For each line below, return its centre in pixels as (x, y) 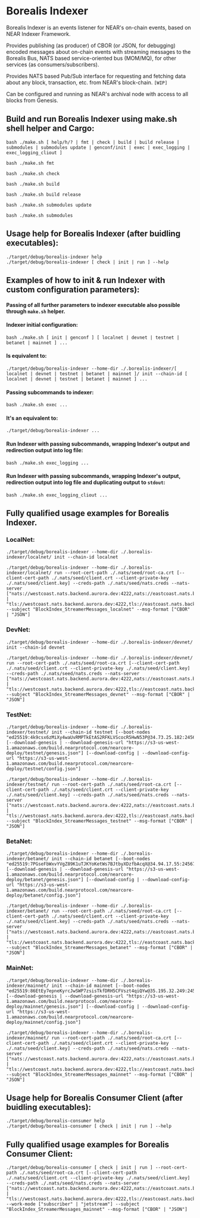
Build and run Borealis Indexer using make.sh (92, 119)
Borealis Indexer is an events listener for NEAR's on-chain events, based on (99, 27)
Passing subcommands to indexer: (50, 392)
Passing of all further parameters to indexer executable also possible (93, 305)
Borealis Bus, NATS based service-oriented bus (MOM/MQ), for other (91, 58)
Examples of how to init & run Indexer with (86, 280)
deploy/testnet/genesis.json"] (45, 753)
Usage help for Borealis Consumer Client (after (95, 1098)
